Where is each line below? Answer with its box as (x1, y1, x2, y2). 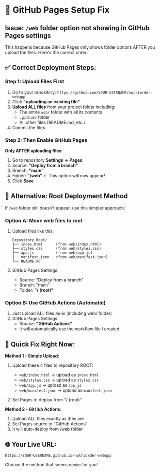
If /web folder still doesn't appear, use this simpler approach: (5, 205, 125, 211)
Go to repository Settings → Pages (12, 157, 82, 163)
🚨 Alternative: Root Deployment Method (5, 192, 128, 200)
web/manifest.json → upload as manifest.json (19, 387, 112, 394)
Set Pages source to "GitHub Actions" (12, 421, 88, 427)
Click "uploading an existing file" (12, 98, 80, 104)
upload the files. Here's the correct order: (5, 50, 88, 55)
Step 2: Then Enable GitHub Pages (5, 136, 88, 143)
